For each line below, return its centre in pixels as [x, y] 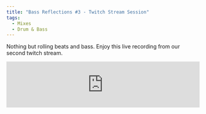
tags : [13, 18]
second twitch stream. [35, 53]
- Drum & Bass [30, 29]
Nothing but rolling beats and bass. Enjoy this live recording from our [93, 47]
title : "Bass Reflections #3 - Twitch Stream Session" [78, 12]
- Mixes [22, 23]
